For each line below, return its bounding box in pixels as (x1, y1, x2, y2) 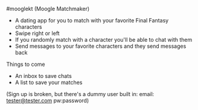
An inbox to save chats (14, 73, 72, 79)
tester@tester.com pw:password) (6, 97, 89, 104)
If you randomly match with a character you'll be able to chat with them (14, 36, 193, 43)
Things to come (6, 60, 45, 68)
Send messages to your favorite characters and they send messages (14, 42, 187, 50)
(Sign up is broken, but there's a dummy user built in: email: (6, 91, 155, 97)
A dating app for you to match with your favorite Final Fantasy (14, 17, 169, 24)
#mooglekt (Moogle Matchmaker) (6, 5, 90, 12)
